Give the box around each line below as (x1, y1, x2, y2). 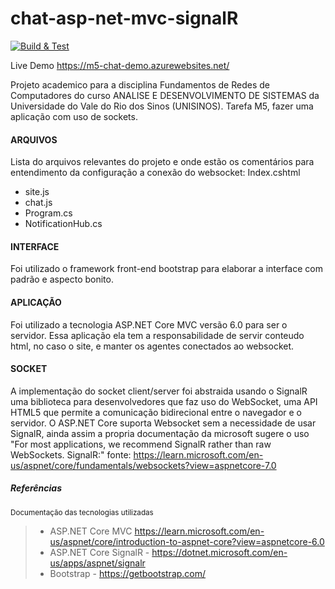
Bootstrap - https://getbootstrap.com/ (49, 567, 207, 579)
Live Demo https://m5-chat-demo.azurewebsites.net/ (10, 59, 230, 71)
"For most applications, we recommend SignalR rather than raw (10, 438, 272, 450)
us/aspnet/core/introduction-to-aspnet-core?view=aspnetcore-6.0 (49, 535, 325, 547)
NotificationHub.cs (24, 218, 103, 230)
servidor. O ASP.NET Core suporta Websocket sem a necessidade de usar (10, 417, 317, 429)
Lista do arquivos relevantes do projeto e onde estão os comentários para (10, 156, 315, 168)
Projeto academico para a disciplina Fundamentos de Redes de (10, 78, 270, 91)
